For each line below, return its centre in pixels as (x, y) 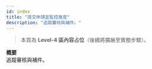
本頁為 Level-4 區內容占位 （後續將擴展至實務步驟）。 (85, 40)
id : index (18, 11)
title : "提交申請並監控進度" (38, 17)
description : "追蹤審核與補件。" (44, 22)
